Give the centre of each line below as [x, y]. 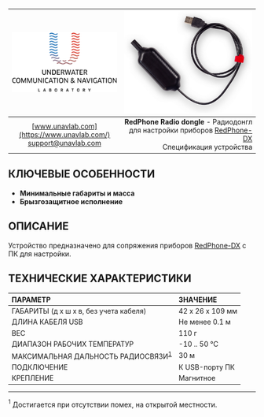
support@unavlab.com [65, 143]
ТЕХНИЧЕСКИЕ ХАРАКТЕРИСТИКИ [100, 278]
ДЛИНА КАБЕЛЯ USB [47, 322]
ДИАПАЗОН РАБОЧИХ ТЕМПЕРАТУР [73, 344]
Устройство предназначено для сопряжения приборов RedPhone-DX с [127, 245]
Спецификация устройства [207, 147]
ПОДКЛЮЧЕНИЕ [40, 367]
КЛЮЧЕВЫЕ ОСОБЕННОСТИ [82, 174]
